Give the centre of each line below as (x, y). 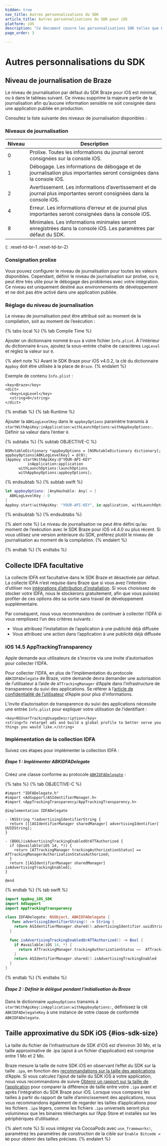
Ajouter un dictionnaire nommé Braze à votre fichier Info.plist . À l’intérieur (83, 341)
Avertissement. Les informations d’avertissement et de (93, 187)
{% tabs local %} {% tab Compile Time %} (48, 331)
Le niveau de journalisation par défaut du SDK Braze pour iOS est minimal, (81, 92)
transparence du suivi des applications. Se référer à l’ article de (69, 689)
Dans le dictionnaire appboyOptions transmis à (52, 1001)
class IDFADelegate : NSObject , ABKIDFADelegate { (58, 917)
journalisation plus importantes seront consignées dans (94, 173)
